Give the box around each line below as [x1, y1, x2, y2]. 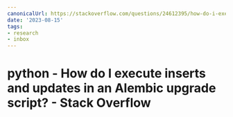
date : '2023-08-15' [7, 17, 64, 24]
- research [7, 29, 39, 37]
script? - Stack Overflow [7, 95, 151, 111]
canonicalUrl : [7, 10, 49, 17]
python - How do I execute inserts [7, 66, 207, 82]
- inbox [7, 36, 30, 43]
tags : [7, 23, 23, 30]
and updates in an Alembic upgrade [7, 80, 216, 96]
